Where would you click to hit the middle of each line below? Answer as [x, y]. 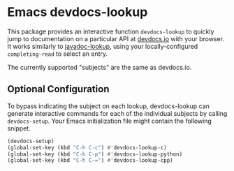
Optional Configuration [58, 89]
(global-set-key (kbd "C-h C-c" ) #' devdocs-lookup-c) [87, 147]
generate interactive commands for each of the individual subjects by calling [117, 113]
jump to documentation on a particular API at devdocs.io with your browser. [116, 38]
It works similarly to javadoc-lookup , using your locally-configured [103, 46]
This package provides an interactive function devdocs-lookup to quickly [111, 31]
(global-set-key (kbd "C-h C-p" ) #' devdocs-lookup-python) [95, 154]
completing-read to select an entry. [58, 54]
